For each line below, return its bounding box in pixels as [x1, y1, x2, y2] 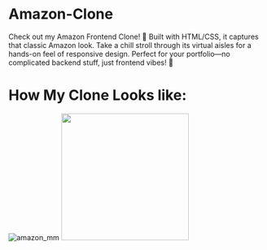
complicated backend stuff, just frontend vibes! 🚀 [8, 58, 173, 67]
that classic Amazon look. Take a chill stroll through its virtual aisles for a [8, 40, 252, 50]
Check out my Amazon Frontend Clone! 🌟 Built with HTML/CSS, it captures [8, 32, 259, 41]
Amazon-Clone [8, 5, 114, 24]
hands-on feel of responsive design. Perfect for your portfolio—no [8, 49, 230, 58]
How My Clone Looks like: [8, 86, 187, 105]
